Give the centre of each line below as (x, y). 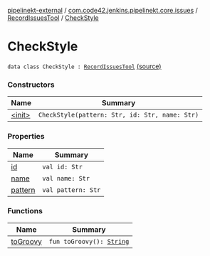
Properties (26, 137)
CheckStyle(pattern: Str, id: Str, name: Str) (119, 115)
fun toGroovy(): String (89, 241)
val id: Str (63, 167)
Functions (25, 211)
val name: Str (66, 178)
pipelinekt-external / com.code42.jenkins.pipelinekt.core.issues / (103, 10)
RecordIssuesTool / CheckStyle (53, 18)
